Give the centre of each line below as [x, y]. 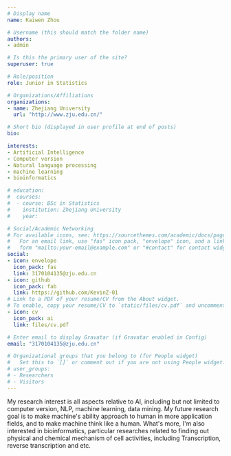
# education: [26, 190]
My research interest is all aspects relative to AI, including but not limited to [113, 402]
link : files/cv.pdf [41, 325]
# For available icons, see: [49, 235]
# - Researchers [30, 375]
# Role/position [30, 77]
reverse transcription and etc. [49, 445]
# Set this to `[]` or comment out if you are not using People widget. [117, 363]
